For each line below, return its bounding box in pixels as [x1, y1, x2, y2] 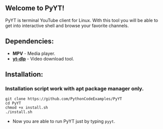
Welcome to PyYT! [5, 4, 65, 12]
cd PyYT [5, 101, 22, 106]
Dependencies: [5, 37, 54, 45]
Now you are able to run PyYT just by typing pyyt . [12, 118, 115, 124]
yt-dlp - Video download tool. [12, 55, 74, 61]
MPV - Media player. [12, 50, 56, 56]
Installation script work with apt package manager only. [5, 85, 144, 92]
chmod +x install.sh [5, 105, 49, 110]
